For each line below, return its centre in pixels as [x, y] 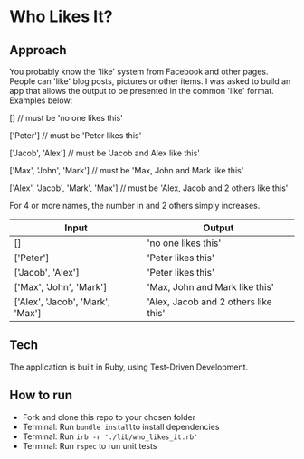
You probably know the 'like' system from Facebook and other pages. [139, 71]
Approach [38, 50]
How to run [41, 395]
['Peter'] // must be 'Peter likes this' [76, 136]
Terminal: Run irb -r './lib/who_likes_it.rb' [110, 436]
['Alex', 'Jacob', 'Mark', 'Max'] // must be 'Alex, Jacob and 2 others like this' [149, 188]
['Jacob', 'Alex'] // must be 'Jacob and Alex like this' [105, 153]
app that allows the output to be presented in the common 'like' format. [142, 91]
